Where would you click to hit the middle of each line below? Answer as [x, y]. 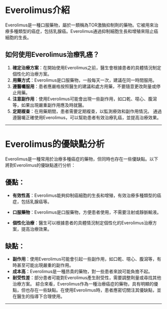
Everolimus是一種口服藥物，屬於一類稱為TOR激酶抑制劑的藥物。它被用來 [80, 25]
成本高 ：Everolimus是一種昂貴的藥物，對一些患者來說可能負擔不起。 [83, 272]
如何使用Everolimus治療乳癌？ [52, 55]
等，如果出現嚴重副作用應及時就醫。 [49, 105]
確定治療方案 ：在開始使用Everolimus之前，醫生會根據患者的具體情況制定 [87, 67]
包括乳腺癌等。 [37, 201]
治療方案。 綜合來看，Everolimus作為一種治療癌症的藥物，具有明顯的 [83, 284]
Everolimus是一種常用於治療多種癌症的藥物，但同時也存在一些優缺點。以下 [82, 159]
